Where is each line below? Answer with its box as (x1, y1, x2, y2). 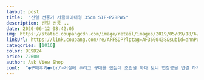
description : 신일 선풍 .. (6, 20, 70, 26)
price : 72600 (6, 54, 39, 60)
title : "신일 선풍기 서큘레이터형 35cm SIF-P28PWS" (6, 14, 129, 20)
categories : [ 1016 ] (6, 43, 56, 49)
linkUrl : (6, 37, 29, 43)
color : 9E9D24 (6, 48, 42, 54)
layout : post (6, 8, 39, 15)
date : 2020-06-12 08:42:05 (6, 25, 75, 32)
